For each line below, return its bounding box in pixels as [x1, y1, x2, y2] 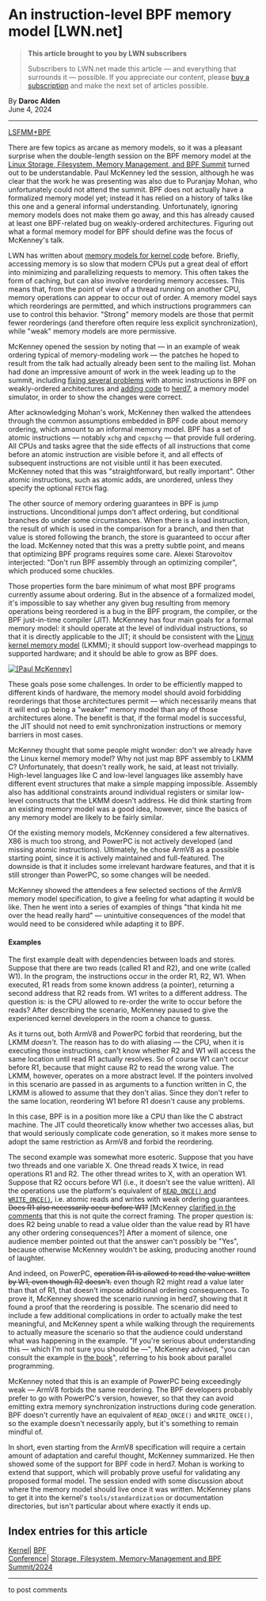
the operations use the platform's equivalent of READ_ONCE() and [8, 1186, 216, 1195]
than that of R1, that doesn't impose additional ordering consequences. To [8, 1286, 249, 1295]
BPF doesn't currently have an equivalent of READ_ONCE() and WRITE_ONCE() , [8, 1410, 253, 1420]
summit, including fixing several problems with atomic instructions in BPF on [8, 375, 257, 385]
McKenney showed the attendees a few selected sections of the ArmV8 [8, 885, 242, 894]
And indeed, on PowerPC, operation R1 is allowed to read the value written [8, 1269, 251, 1279]
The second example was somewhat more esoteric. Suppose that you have [8, 1153, 254, 1162]
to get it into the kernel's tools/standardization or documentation [8, 1493, 224, 1503]
